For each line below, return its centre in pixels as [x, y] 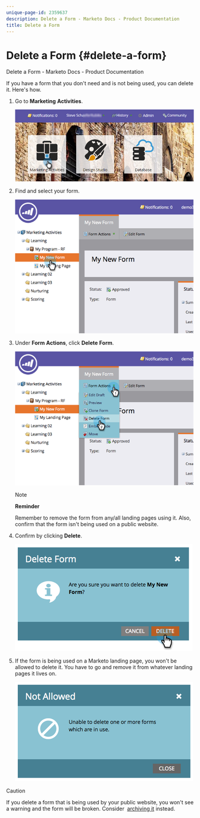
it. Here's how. [24, 90]
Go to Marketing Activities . [49, 101]
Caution [16, 791]
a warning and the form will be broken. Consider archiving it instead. [91, 809]
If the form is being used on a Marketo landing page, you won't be [96, 661]
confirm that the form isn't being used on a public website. [87, 524]
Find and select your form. [47, 191]
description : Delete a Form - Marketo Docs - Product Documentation [93, 19]
